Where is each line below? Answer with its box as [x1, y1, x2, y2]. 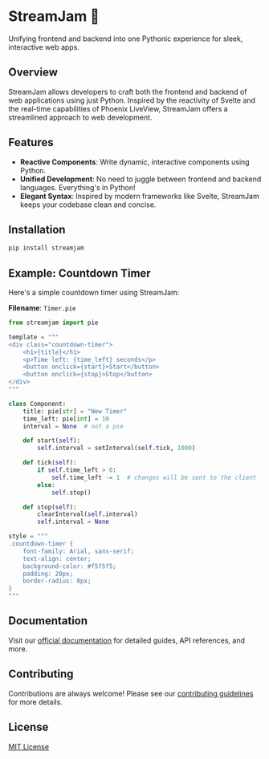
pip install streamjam [8, 244, 84, 252]
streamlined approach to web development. [8, 112, 153, 122]
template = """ [8, 333, 59, 341]
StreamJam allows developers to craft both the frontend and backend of [8, 87, 247, 96]
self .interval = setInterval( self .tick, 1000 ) [37, 444, 196, 453]
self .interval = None [37, 517, 110, 526]
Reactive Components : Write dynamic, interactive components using [19, 156, 251, 167]
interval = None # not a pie [22, 422, 124, 430]
